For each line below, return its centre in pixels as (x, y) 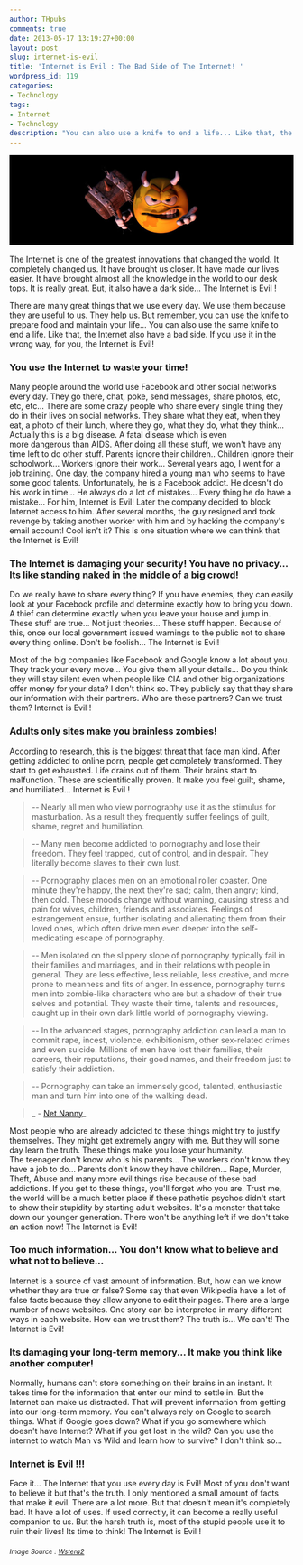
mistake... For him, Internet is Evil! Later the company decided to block (140, 502)
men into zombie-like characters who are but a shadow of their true (156, 994)
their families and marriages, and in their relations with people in (151, 965)
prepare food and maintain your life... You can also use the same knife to (144, 324)
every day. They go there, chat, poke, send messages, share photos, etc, (145, 396)
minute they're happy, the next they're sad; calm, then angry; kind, (155, 890)
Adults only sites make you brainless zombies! (113, 731)
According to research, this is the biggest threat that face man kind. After (145, 751)
